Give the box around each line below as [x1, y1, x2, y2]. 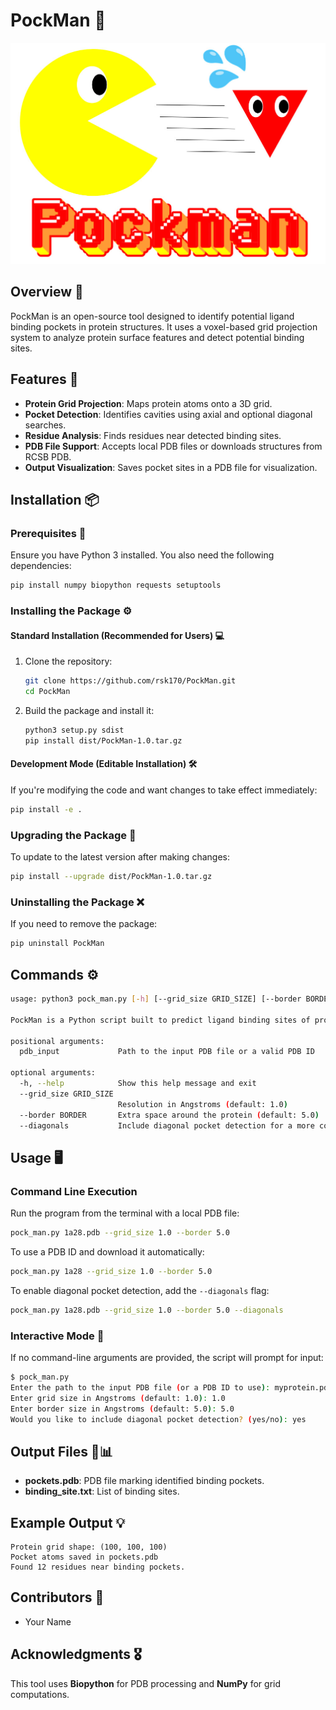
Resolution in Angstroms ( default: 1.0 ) [117, 1099, 288, 1109]
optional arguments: [10, 1068, 97, 1078]
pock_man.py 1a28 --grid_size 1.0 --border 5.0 [10, 1266, 213, 1276]
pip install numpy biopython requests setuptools [10, 580, 222, 591]
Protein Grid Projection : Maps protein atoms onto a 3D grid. [24, 397, 273, 409]
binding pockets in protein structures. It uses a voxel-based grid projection [10, 320, 318, 333]
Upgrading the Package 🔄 [10, 828, 137, 842]
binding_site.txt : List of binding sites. [24, 1485, 180, 1498]
